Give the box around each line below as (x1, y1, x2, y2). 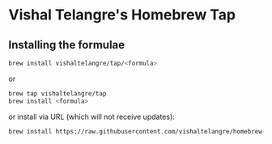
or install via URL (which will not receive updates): (8, 112, 176, 121)
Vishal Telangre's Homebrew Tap (8, 6, 236, 24)
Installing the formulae (8, 38, 125, 52)
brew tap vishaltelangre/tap (8, 89, 107, 98)
